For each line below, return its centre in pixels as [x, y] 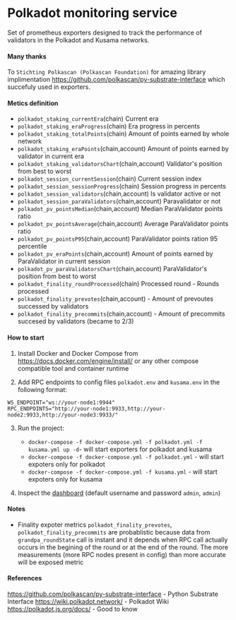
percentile [32, 246]
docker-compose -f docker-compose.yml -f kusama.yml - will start [123, 472]
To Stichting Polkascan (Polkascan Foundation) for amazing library [107, 72]
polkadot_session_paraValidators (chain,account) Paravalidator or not [119, 201]
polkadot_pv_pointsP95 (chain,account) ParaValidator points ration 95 [117, 239]
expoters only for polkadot [67, 464]
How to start [26, 338]
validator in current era [51, 156]
